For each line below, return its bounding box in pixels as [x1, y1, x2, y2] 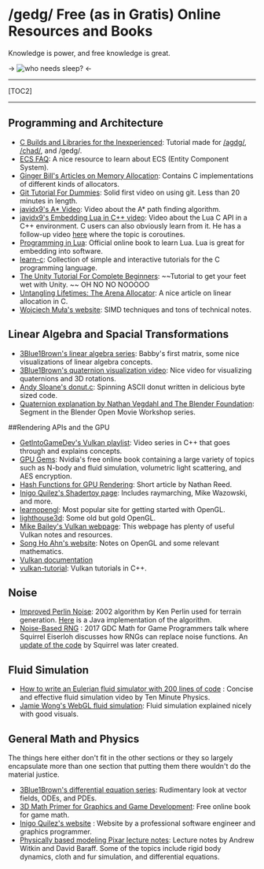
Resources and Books [8, 22, 153, 40]
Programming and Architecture [8, 117, 163, 130]
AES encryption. [19, 471, 72, 481]
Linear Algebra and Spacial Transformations [8, 328, 229, 341]
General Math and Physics [8, 732, 140, 745]
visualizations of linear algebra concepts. [19, 357, 153, 366]
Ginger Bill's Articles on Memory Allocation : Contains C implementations [19, 171, 254, 180]
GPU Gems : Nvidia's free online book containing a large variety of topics [19, 455, 255, 464]
